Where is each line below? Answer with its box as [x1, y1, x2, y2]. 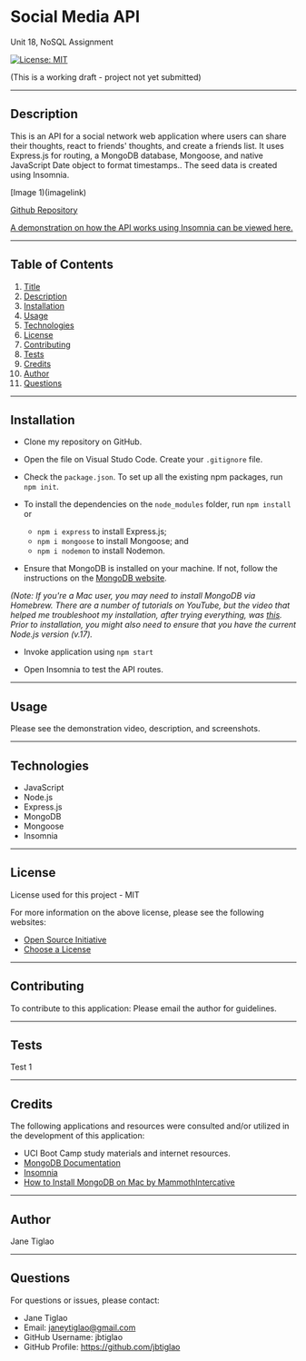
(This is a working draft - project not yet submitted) [10, 71, 202, 83]
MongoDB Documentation [23, 1157, 121, 1168]
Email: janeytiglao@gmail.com [23, 1322, 136, 1333]
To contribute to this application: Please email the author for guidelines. [10, 1002, 277, 1014]
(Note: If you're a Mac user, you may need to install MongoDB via [10, 591, 256, 601]
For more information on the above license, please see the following [10, 907, 264, 918]
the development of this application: [10, 1130, 145, 1141]
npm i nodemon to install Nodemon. [36, 545, 166, 556]
